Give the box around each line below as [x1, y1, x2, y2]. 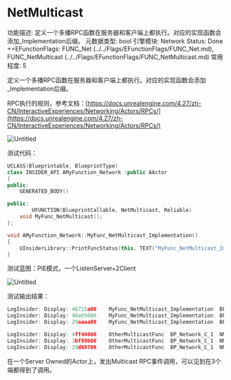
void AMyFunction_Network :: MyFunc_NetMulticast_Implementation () [7, 232, 198, 239]
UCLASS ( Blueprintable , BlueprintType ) [7, 163, 118, 169]
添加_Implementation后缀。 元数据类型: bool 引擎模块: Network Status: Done [7, 36, 223, 45]
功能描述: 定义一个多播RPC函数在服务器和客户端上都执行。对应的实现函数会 [7, 28, 222, 36]
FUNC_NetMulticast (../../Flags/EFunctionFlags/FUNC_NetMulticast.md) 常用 [7, 53, 223, 61]
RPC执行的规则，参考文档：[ [7, 99, 88, 107]
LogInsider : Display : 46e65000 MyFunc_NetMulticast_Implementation [7, 312, 214, 320]
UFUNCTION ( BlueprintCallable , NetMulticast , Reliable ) [32, 207, 192, 214]
